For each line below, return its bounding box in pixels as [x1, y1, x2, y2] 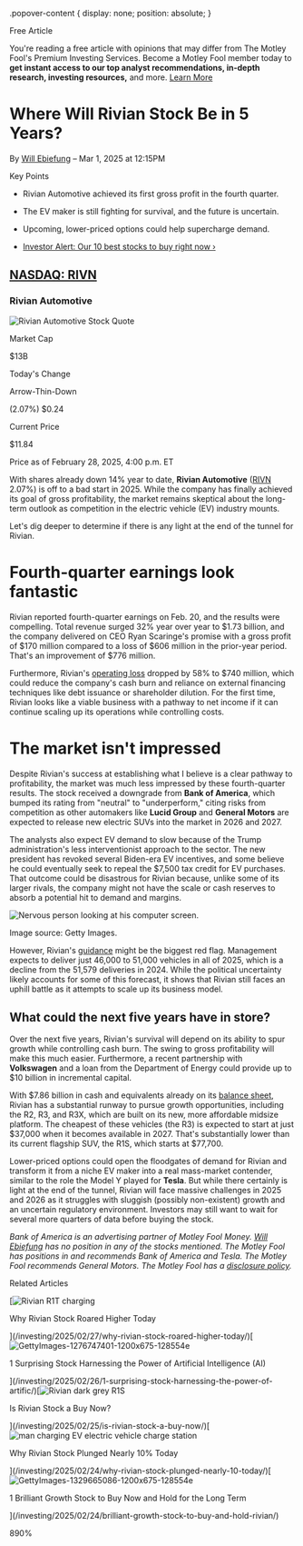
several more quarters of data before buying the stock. [9, 1213, 214, 1225]
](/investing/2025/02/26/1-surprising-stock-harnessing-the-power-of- [9, 1376, 273, 1387]
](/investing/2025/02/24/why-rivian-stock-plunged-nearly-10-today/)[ [9, 1465, 272, 1476]
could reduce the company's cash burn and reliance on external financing [9, 677, 286, 688]
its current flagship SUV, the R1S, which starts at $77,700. [9, 1138, 224, 1149]
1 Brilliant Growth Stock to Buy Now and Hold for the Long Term [9, 1492, 247, 1503]
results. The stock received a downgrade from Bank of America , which [9, 787, 276, 798]
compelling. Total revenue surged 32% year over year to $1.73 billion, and [9, 621, 285, 632]
